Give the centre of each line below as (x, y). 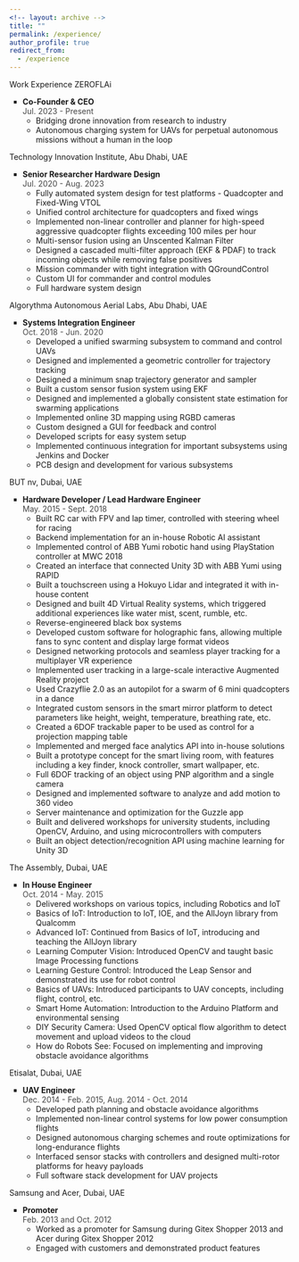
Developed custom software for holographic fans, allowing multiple (159, 632)
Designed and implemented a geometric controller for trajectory (153, 361)
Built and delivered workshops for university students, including (153, 822)
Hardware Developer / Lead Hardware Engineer (111, 499)
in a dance (54, 698)
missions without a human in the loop (104, 140)
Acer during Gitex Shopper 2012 (95, 1238)
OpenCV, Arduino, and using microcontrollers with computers (148, 831)
